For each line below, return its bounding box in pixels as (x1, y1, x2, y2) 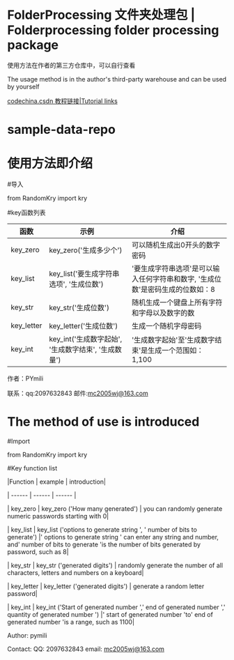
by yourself (7, 82, 40, 91)
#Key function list (7, 464, 58, 472)
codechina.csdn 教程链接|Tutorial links (7, 96, 118, 105)
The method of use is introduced (7, 414, 200, 430)
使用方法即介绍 (7, 155, 93, 171)
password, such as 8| (7, 548, 69, 555)
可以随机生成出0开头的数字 (132, 240, 221, 250)
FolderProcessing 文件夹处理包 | (7, 7, 196, 23)
